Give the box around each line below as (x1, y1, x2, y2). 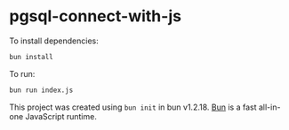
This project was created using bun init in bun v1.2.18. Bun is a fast (9, 102, 257, 112)
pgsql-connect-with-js (9, 6, 182, 27)
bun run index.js (9, 86, 74, 95)
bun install (9, 52, 53, 61)
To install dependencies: (9, 35, 100, 46)
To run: (9, 68, 36, 79)
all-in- (258, 102, 281, 112)
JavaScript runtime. (25, 111, 98, 121)
